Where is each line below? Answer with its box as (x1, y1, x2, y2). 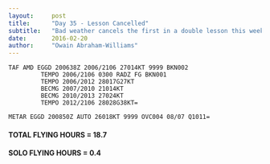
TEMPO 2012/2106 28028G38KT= (40, 99, 138, 107)
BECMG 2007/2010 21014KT (40, 85, 125, 93)
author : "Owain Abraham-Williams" (8, 42, 138, 50)
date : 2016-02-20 (8, 34, 88, 43)
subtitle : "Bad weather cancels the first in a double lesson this (8, 27, 247, 35)
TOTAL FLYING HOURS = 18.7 (8, 129, 107, 139)
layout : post (8, 11, 67, 20)
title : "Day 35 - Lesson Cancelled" (8, 19, 149, 27)
